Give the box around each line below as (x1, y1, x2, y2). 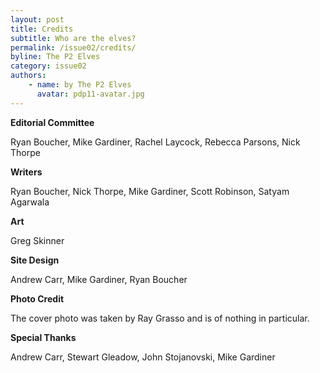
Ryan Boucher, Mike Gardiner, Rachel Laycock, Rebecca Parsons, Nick (10, 136, 301, 148)
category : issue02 (10, 61, 87, 71)
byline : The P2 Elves (10, 52, 101, 62)
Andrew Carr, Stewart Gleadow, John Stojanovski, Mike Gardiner (10, 351, 276, 363)
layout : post (10, 14, 65, 25)
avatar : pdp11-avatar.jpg (36, 89, 145, 99)
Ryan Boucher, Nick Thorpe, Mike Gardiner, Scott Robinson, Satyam (10, 185, 290, 197)
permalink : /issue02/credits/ (10, 42, 137, 53)
